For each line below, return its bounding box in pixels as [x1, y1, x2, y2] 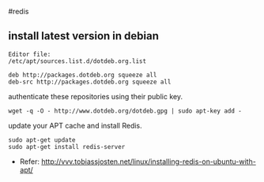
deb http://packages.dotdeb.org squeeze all [8, 71, 157, 79]
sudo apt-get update [8, 136, 77, 144]
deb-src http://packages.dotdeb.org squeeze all [8, 78, 172, 86]
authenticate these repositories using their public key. [8, 91, 183, 101]
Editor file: [8, 50, 51, 58]
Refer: [19, 157, 40, 166]
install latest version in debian [8, 29, 160, 43]
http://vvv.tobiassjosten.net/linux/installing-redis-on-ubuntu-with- [40, 157, 257, 166]
